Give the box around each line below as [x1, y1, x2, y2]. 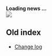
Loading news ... [6, 5, 47, 12]
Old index [6, 27, 42, 37]
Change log [14, 43, 42, 50]
